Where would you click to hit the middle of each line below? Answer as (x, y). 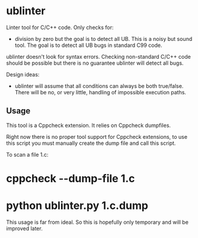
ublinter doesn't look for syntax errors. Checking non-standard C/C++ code (98, 56)
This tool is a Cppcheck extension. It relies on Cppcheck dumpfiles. (88, 125)
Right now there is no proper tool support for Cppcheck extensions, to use (97, 137)
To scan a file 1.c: (27, 154)
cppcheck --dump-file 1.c (71, 178)
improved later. (24, 228)
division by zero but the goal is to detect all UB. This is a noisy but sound (103, 39)
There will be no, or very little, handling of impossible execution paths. (100, 92)
